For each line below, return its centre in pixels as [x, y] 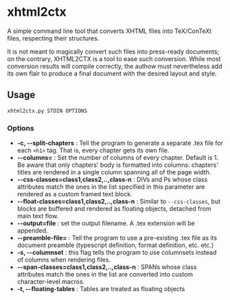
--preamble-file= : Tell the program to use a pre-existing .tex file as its [117, 238]
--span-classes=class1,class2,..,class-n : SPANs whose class [107, 267]
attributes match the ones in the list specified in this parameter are [111, 187]
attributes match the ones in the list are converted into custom [105, 275]
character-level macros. [51, 281]
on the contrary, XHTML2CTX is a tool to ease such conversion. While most [114, 58]
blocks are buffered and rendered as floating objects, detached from [114, 209]
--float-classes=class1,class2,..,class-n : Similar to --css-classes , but [119, 201]
